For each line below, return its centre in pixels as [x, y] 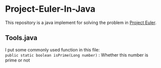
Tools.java [21, 38]
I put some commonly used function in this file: [53, 49]
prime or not [18, 60]
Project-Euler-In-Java [50, 9]
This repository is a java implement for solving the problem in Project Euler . [81, 23]
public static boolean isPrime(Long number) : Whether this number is [77, 55]
